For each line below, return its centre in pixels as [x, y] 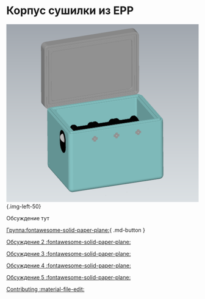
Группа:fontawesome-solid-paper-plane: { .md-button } [76, 230]
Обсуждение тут [28, 218]
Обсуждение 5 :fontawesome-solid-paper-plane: [69, 278]
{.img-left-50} [24, 207]
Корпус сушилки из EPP [70, 11]
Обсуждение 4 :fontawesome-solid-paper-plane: [69, 265]
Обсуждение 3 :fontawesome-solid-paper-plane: [69, 254]
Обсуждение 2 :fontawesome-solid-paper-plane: [69, 242]
